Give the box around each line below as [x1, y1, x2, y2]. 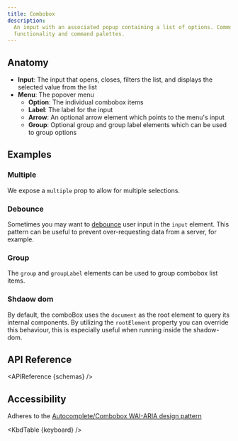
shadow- [193, 325, 220, 334]
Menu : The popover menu [17, 90, 94, 99]
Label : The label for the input [28, 106, 113, 114]
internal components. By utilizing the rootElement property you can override [7, 317, 229, 327]
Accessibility [7, 393, 67, 405]
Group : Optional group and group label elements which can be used [28, 121, 227, 129]
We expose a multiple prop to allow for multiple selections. [7, 186, 181, 195]
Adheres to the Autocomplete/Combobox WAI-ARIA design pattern [7, 412, 202, 420]
